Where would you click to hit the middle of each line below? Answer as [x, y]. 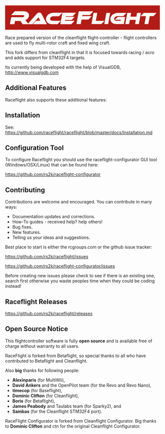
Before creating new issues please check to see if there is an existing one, [80, 276]
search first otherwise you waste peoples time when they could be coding [80, 281]
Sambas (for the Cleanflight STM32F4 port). [57, 411]
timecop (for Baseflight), [37, 390]
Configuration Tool [34, 148]
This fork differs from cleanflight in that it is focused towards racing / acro [80, 52]
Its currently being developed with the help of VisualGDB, [63, 67]
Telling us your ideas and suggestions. [51, 237]
